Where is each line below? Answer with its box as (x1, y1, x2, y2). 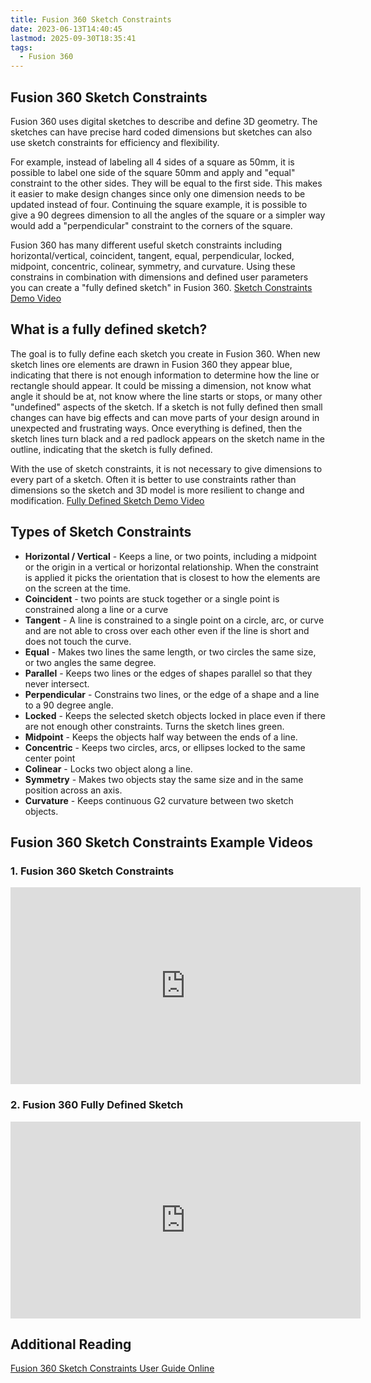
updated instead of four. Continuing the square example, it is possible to (10, 198, 308, 210)
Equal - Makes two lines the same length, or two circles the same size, (24, 646, 317, 658)
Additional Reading (10, 1336, 132, 1353)
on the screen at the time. (24, 582, 132, 594)
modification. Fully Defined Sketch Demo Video (10, 494, 205, 506)
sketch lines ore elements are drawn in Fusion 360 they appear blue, (10, 358, 293, 370)
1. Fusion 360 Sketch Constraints (10, 864, 175, 878)
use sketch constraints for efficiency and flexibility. (10, 136, 220, 148)
